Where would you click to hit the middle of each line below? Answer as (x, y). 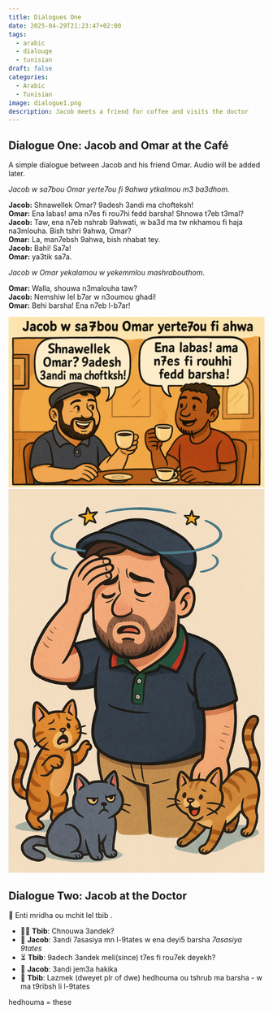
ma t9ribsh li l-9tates (55, 986)
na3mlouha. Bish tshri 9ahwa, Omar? (70, 231)
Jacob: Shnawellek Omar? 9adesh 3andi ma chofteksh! (101, 205)
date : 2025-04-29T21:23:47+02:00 (65, 26)
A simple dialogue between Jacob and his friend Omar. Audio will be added (134, 165)
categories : (28, 77)
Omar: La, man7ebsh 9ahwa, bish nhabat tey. (84, 240)
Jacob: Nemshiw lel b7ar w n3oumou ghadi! (82, 297)
